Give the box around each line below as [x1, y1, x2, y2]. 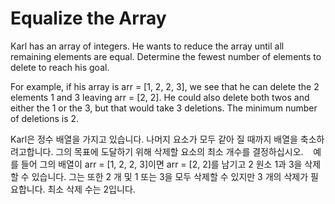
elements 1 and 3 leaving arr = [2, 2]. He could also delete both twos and [10, 91, 310, 103]
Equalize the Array [10, 7, 167, 30]
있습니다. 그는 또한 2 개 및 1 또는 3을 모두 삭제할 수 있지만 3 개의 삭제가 [31, 170, 309, 182]
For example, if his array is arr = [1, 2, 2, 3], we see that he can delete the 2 [10, 80, 320, 92]
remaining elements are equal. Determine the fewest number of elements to [10, 50, 322, 62]
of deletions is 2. [10, 112, 80, 124]
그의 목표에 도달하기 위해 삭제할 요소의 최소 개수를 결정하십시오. [55, 145, 304, 157]
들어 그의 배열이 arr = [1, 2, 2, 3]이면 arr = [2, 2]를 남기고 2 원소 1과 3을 [20, 158, 303, 170]
